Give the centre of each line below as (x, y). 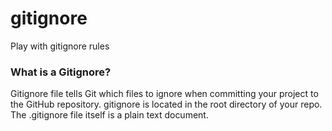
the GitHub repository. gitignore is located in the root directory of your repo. (166, 104)
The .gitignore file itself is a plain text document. (109, 115)
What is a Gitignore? (61, 72)
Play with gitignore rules (60, 46)
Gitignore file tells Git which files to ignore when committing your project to (164, 94)
